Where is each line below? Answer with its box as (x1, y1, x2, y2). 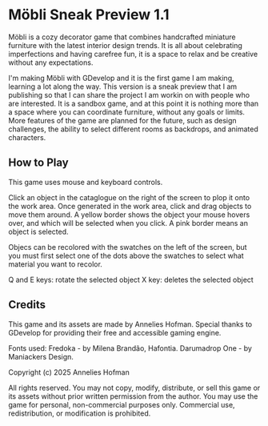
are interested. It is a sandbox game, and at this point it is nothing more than (8, 98, 259, 108)
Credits (8, 298, 46, 311)
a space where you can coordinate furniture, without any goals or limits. (8, 106, 246, 117)
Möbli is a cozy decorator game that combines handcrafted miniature (8, 32, 236, 42)
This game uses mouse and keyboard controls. (8, 177, 163, 187)
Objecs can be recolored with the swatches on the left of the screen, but (8, 242, 247, 251)
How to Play (8, 156, 70, 170)
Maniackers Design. (8, 352, 74, 361)
